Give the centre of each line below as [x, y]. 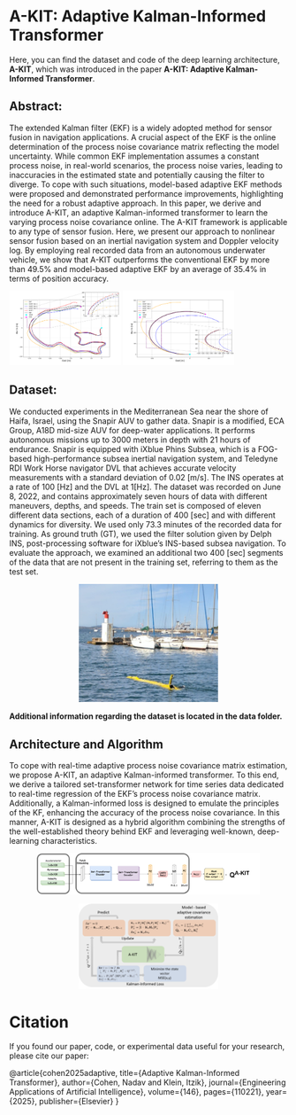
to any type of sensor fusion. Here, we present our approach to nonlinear [142, 231]
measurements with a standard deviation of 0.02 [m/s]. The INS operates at [147, 477]
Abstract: [36, 107]
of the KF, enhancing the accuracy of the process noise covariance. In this [144, 812]
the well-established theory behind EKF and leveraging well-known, [133, 831]
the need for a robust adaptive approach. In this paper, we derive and [136, 203]
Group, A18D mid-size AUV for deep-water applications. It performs [132, 430]
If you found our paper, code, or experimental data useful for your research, [147, 1047]
